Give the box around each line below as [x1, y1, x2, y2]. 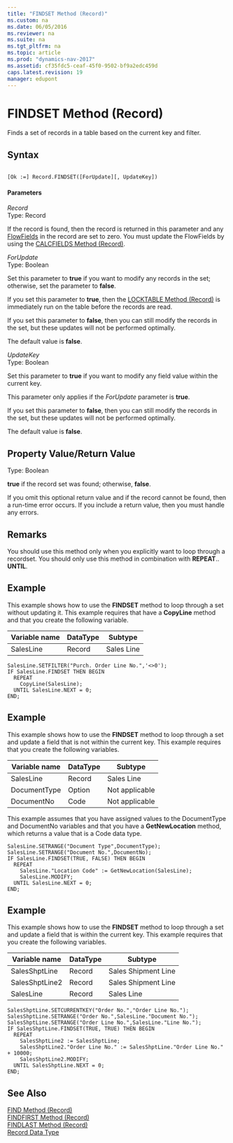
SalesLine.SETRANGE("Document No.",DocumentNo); [7, 848, 152, 856]
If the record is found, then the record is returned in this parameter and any [7, 225, 224, 233]
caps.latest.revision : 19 [7, 69, 83, 76]
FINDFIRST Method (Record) [7, 1114, 90, 1122]
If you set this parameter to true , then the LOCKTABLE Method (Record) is [7, 295, 220, 304]
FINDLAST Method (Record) [7, 1121, 88, 1129]
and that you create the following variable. [7, 615, 129, 624]
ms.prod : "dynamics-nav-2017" [7, 56, 96, 63]
